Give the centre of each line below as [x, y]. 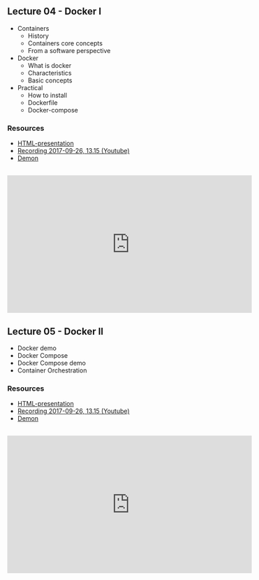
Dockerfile [43, 102]
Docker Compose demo [51, 363]
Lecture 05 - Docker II [55, 331]
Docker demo [37, 348]
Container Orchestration [52, 370]
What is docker [50, 65]
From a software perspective [69, 50]
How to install [47, 95]
